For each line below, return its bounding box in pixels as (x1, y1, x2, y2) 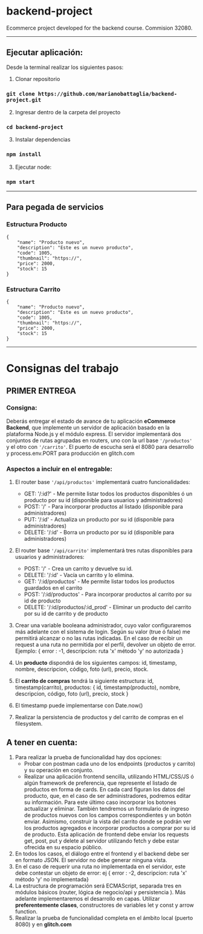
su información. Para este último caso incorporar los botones (24, 798, 176, 806)
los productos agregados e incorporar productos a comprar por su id (24, 824, 196, 831)
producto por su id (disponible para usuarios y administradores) (24, 497, 183, 504)
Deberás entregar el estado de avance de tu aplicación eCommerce (6, 417, 176, 425)
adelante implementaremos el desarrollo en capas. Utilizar (14, 895, 160, 902)
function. (14, 907, 38, 915)
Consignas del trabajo (6, 362, 119, 376)
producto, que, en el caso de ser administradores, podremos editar (24, 792, 192, 799)
